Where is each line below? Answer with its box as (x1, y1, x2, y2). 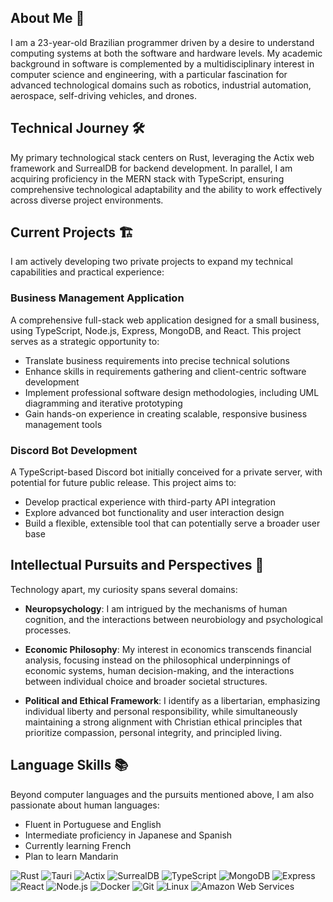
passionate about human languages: (10, 799, 160, 811)
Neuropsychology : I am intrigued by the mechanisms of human (24, 602, 288, 615)
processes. (24, 624, 72, 636)
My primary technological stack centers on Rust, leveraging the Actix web (10, 151, 315, 163)
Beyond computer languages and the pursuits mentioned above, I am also (10, 788, 315, 800)
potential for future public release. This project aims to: (10, 477, 237, 489)
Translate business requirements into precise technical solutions (24, 354, 290, 366)
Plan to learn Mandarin (24, 850, 119, 862)
